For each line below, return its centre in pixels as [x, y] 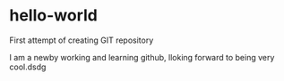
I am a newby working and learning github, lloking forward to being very [142, 57]
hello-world [54, 16]
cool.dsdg [28, 67]
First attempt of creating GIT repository [82, 40]
